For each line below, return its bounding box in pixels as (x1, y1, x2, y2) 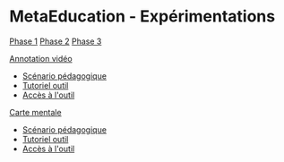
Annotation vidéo (9, 53, 73, 64)
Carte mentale (9, 107, 62, 117)
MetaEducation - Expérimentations (9, 6, 276, 27)
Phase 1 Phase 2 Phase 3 (9, 36, 102, 47)
